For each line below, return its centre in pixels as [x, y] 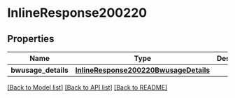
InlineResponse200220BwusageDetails [143, 70]
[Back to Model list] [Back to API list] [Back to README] [87, 87]
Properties [31, 39]
